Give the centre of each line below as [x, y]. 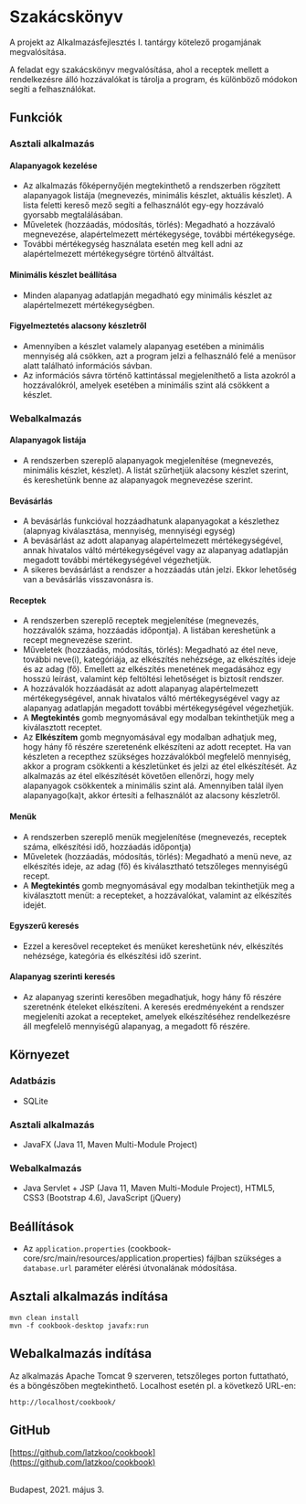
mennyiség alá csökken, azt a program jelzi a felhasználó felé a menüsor [159, 356]
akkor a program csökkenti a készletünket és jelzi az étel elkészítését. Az [160, 766]
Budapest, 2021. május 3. [57, 1489]
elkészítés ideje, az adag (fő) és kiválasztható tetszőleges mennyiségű [155, 866]
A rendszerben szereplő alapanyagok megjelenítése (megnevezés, [148, 460]
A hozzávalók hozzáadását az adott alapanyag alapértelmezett [140, 688]
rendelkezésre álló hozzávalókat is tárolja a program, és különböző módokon [153, 79]
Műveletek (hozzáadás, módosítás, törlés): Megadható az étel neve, [150, 650]
